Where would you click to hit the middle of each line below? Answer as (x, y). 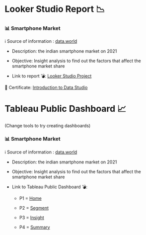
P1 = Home (30, 198)
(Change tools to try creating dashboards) (48, 126)
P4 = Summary (35, 227)
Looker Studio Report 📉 (55, 9)
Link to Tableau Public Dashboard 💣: (50, 187)
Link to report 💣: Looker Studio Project (52, 76)
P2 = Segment (34, 208)
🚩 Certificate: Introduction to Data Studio (46, 87)
